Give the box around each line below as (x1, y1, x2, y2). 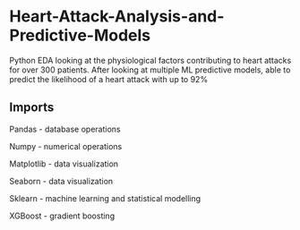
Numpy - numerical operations (9, 141, 123, 151)
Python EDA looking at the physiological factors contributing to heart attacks (9, 55, 292, 65)
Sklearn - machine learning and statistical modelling (9, 192, 201, 203)
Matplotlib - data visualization (9, 158, 119, 169)
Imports (9, 100, 55, 115)
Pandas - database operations (9, 124, 121, 134)
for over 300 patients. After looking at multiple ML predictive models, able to (9, 64, 291, 75)
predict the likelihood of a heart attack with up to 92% (9, 73, 209, 84)
